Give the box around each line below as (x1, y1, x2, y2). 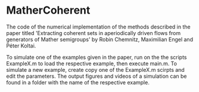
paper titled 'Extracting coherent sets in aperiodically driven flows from (6, 29, 181, 36)
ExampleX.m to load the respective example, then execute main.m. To (6, 60, 178, 67)
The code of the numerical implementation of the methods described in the (6, 23, 191, 30)
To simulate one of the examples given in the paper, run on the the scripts (6, 53, 187, 61)
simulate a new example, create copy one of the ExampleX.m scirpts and (6, 66, 185, 73)
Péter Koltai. (6, 42, 36, 49)
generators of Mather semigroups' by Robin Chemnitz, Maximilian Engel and (6, 36, 194, 43)
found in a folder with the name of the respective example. (6, 78, 150, 86)
